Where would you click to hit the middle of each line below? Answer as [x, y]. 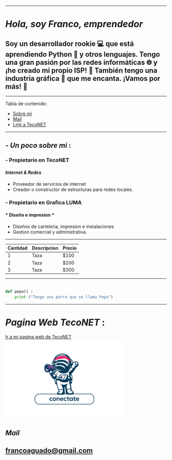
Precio [70, 248]
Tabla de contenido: [26, 104]
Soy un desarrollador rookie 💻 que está [70, 43]
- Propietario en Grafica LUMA [44, 203]
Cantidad [17, 248]
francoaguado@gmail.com [49, 450]
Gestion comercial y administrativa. [50, 232]
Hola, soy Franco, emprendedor [74, 24]
